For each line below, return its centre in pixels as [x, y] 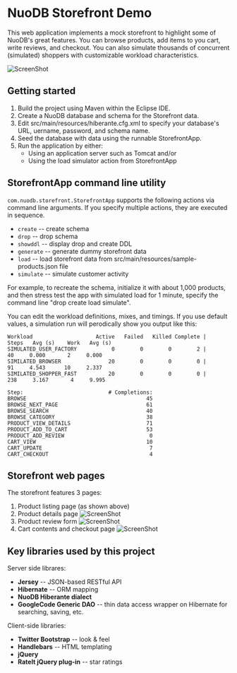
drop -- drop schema [48, 236]
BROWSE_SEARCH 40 [80, 411]
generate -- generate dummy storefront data [82, 251]
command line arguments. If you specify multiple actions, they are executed [117, 207]
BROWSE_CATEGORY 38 [80, 417]
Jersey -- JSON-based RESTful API [69, 582]
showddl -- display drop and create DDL [75, 244]
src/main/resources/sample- [156, 259]
